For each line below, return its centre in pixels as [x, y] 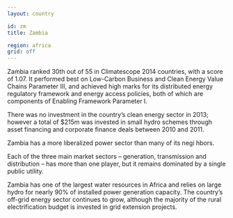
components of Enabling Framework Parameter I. [78, 101]
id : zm [17, 26]
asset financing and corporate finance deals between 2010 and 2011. [106, 130]
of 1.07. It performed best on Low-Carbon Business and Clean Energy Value [115, 79]
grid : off [22, 52]
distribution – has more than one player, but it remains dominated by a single [116, 164]
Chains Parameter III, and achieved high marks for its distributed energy [110, 86]
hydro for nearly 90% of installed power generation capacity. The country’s [115, 192]
